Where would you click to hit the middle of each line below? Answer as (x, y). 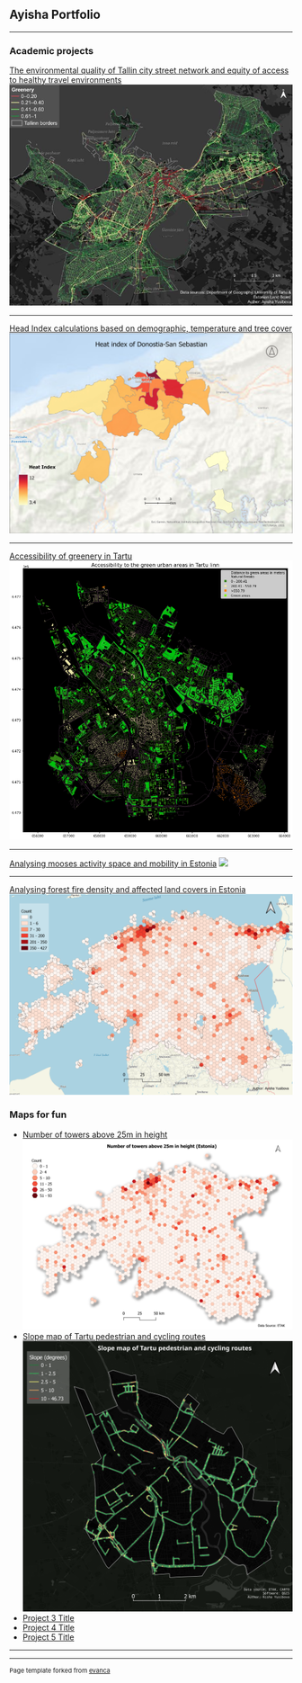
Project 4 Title (48, 1627)
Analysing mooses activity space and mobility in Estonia (113, 864)
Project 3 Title (48, 1617)
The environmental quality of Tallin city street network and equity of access (149, 70)
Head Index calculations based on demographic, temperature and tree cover (151, 328)
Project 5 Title (48, 1637)
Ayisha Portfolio (55, 15)
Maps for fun (38, 1115)
